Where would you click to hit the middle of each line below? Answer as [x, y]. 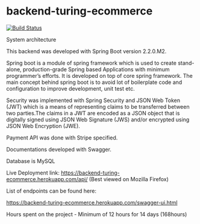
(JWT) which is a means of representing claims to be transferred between [98, 106]
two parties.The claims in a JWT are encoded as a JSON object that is [93, 113]
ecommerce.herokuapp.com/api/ [47, 179]
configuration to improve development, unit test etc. [71, 88]
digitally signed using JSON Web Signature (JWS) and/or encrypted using [98, 120]
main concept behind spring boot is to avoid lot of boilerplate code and [94, 82]
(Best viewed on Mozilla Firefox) [129, 179]
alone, [14, 69]
